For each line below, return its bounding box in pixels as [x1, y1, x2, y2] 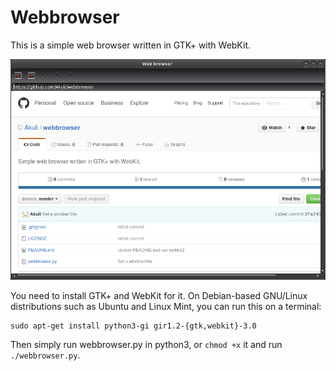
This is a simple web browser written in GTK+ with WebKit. [10, 39, 252, 51]
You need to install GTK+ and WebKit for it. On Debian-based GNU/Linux [10, 289, 308, 301]
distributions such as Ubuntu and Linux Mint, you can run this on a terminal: [10, 300, 322, 312]
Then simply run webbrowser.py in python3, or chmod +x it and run [10, 338, 283, 350]
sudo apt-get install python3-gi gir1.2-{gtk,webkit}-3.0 [10, 321, 257, 331]
